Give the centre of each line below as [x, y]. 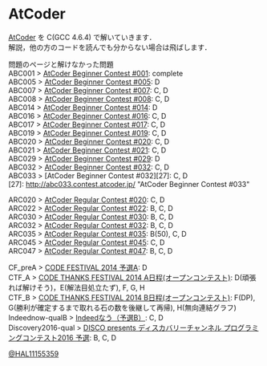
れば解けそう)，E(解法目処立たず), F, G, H [77, 287]
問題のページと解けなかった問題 [61, 64]
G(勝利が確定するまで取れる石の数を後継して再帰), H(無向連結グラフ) [122, 307]
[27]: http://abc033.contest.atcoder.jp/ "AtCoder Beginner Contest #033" [129, 184]
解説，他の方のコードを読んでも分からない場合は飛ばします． [110, 47]
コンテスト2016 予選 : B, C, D [69, 337]
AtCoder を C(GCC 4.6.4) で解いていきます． [82, 37]
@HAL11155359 [34, 353]
